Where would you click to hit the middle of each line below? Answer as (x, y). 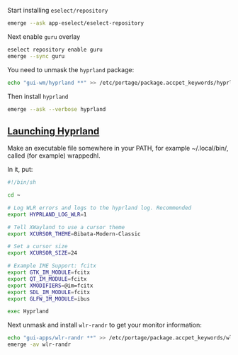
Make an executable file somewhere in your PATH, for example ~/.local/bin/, (118, 149)
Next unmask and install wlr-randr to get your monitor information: (104, 325)
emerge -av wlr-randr (39, 345)
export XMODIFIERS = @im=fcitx (50, 286)
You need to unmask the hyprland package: (71, 69)
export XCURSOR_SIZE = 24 (42, 253)
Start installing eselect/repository (58, 10)
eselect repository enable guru (55, 50)
